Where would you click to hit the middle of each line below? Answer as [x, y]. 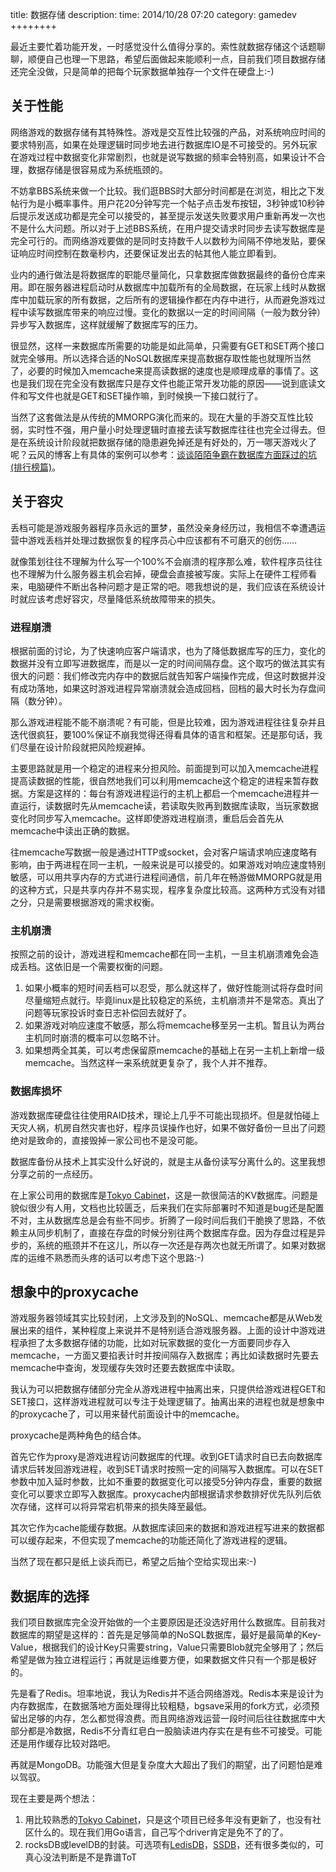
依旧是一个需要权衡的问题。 [110, 967]
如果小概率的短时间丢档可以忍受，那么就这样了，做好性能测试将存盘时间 [173, 988]
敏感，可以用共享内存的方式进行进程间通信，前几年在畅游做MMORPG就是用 [166, 877]
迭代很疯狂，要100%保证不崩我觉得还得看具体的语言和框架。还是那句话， [162, 734]
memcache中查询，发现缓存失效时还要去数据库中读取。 [125, 1368]
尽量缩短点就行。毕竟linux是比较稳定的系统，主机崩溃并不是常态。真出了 [174, 1000]
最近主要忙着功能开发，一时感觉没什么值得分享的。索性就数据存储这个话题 [163, 46]
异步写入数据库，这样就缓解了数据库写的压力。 [106, 324]
